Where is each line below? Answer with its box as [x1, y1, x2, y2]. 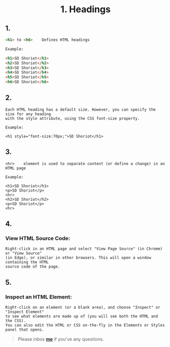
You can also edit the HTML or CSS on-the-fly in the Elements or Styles [5, 323, 165, 328]
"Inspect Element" [5, 309, 44, 314]
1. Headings [60, 4, 111, 15]
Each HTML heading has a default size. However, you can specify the [5, 107, 156, 112]
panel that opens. [5, 327, 44, 332]
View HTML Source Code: [5, 234, 70, 242]
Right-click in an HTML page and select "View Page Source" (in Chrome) [5, 246, 163, 252]
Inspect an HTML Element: [5, 293, 72, 300]
